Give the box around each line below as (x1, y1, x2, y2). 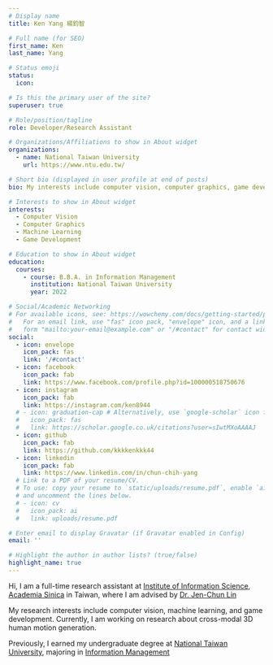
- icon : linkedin (15, 454, 75, 462)
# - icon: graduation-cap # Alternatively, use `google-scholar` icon (15, 408, 260, 417)
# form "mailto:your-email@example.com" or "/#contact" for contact (8, 325, 253, 333)
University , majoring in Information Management (8, 647, 171, 657)
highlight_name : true (8, 559, 82, 567)
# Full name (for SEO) (8, 34, 85, 42)
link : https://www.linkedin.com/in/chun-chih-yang (23, 469, 198, 477)
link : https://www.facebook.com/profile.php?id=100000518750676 (23, 378, 245, 386)
